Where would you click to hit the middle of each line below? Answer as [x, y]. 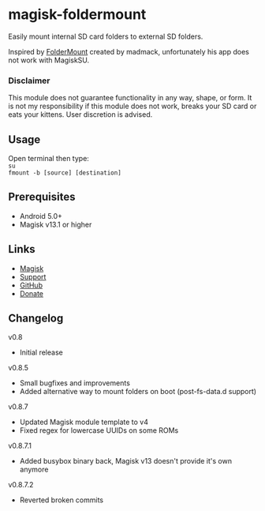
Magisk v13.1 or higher [56, 224]
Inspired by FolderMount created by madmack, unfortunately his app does [129, 51]
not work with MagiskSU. [49, 60]
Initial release [41, 352]
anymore [34, 470]
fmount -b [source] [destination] [65, 173]
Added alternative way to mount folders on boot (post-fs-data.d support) [138, 392]
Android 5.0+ [41, 216]
